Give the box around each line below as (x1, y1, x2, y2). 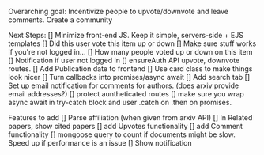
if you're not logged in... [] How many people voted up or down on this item (8, 47, 253, 56)
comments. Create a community (8, 15, 113, 25)
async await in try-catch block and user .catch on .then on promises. (8, 98, 232, 107)
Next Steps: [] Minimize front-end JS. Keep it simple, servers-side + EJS (8, 31, 243, 40)
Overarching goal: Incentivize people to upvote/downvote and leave (8, 7, 229, 16)
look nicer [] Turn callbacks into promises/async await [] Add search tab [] (8, 73, 251, 81)
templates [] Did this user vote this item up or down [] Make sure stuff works (8, 39, 257, 48)
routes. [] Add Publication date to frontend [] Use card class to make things (8, 64, 253, 74)
